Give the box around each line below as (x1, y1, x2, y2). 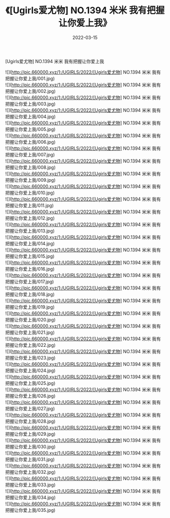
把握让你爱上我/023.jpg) (5, 354, 56, 361)
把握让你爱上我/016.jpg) (5, 266, 55, 272)
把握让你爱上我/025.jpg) (5, 380, 56, 386)
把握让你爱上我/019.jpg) (5, 304, 55, 310)
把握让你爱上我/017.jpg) (5, 278, 54, 284)
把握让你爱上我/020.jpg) (5, 316, 56, 322)
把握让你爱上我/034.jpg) (5, 494, 56, 500)
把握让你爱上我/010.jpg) (5, 189, 55, 196)
